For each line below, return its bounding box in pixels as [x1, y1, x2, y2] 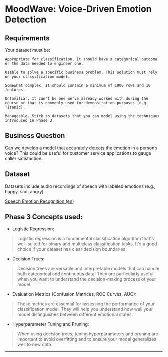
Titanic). [5, 105, 26, 110]
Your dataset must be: [5, 47, 51, 53]
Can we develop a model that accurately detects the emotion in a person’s [5, 145, 158, 151]
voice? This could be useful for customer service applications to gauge [5, 150, 151, 156]
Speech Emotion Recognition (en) [5, 198, 74, 204]
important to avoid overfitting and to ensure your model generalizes [17, 336, 156, 342]
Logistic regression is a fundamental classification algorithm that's [17, 236, 154, 242]
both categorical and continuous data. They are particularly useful [17, 271, 154, 277]
